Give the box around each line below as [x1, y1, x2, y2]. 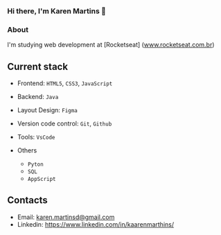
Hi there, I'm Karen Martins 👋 [7, 6, 106, 16]
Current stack [7, 60, 68, 72]
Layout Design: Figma [17, 106, 78, 114]
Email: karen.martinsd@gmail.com [17, 213, 115, 221]
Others [17, 146, 37, 155]
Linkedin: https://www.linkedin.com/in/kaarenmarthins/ [17, 220, 175, 228]
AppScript [27, 176, 57, 183]
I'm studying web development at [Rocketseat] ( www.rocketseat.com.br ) [7, 41, 215, 49]
